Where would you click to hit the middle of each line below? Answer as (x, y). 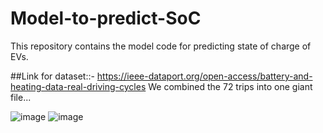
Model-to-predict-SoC (106, 18)
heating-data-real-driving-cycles (78, 86)
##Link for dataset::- (52, 76)
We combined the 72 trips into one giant (230, 86)
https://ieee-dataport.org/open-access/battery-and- (204, 76)
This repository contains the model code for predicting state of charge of (161, 46)
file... (21, 97)
